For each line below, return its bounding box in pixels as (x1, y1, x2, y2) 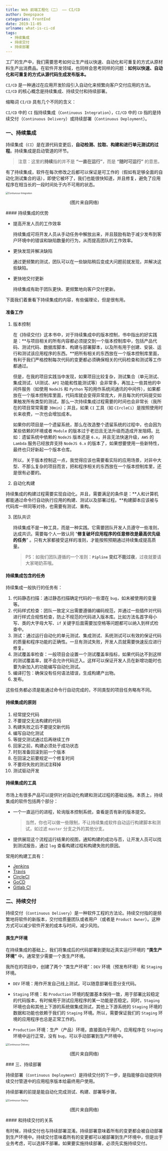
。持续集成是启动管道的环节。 (10, 148, 71, 154)
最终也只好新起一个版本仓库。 (12, 446, 74, 452)
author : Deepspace (5, 12, 44, 17)
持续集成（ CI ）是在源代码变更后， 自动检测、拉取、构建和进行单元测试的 (5, 141, 155, 147)
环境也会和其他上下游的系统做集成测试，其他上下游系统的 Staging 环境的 (12, 1004, 163, 1010)
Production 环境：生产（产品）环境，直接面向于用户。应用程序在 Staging (12, 1027, 163, 1033)
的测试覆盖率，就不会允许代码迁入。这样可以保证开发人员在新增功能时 (12, 658, 158, 664)
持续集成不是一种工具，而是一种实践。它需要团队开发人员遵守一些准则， (12, 525, 162, 531)
